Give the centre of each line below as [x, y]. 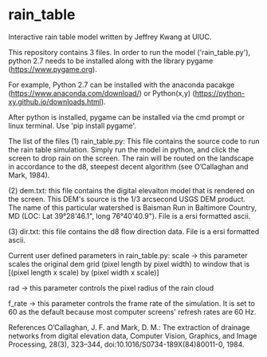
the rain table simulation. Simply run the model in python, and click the [124, 149]
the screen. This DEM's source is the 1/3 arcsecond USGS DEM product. [127, 199]
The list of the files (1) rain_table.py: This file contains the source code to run [134, 141]
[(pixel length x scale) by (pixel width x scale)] [84, 272]
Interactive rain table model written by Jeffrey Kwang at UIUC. [110, 37]
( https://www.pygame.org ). [53, 69]
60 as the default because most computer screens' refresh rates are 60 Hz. [132, 311]
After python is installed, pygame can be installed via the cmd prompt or [127, 117]
